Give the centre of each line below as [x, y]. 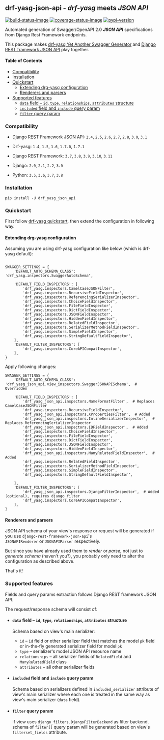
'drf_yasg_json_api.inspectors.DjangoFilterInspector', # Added [91, 492]
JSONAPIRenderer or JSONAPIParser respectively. [53, 541]
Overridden [16, 389]
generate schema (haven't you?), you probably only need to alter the [75, 556]
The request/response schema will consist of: [51, 609]
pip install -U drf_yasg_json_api [41, 198]
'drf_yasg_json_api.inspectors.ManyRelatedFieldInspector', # [89, 453]
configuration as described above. [40, 561]
